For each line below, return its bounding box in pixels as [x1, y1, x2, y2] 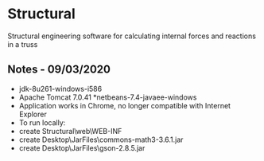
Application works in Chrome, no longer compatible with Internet [18, 100, 231, 110]
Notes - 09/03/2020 [7, 63, 111, 77]
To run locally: [18, 117, 66, 128]
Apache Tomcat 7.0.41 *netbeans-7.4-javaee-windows [18, 92, 197, 102]
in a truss [7, 39, 38, 49]
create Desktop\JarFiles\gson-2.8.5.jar [18, 143, 146, 152]
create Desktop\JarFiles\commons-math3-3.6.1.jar [18, 135, 184, 144]
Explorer [18, 109, 47, 119]
